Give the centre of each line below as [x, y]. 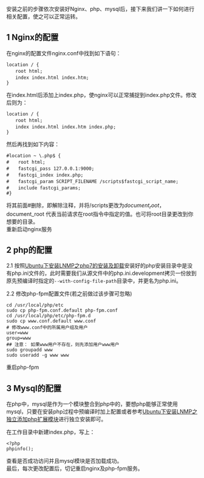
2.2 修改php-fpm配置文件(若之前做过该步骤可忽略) [69, 294]
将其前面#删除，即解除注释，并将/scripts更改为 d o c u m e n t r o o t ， [86, 206]
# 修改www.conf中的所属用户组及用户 [47, 328]
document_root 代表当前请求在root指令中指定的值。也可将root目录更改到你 [100, 214]
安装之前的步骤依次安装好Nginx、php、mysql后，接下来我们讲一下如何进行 [100, 9]
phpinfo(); [20, 449]
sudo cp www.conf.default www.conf [51, 321]
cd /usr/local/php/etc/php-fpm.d [49, 316]
